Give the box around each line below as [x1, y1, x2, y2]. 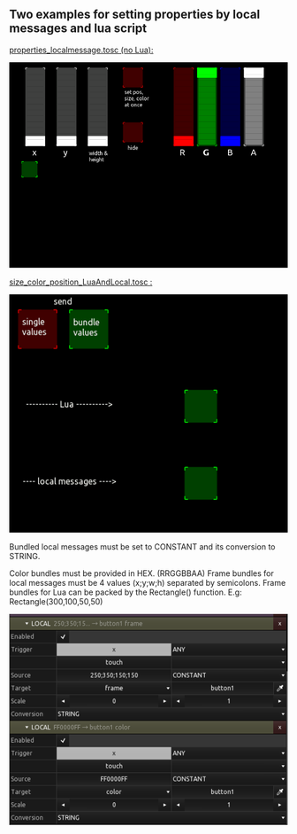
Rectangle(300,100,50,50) [9, 596, 103, 606]
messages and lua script [9, 21, 148, 36]
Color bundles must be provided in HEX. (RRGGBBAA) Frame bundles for [9, 567, 274, 579]
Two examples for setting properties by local [9, 7, 261, 22]
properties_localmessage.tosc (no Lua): [9, 44, 154, 55]
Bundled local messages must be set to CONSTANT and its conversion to [9, 541, 276, 552]
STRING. [9, 550, 41, 561]
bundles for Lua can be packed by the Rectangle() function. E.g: [9, 587, 242, 597]
